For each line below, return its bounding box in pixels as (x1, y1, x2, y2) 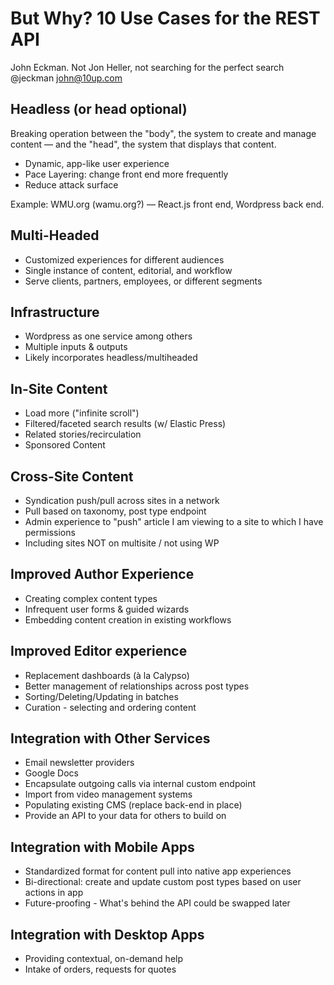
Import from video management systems (24, 788, 193, 801)
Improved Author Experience (10, 566, 195, 583)
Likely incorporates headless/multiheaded (24, 352, 198, 364)
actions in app (24, 887, 84, 899)
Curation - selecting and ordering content (24, 701, 197, 713)
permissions (24, 527, 76, 538)
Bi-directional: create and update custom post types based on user (24, 876, 302, 888)
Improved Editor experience (10, 643, 188, 660)
